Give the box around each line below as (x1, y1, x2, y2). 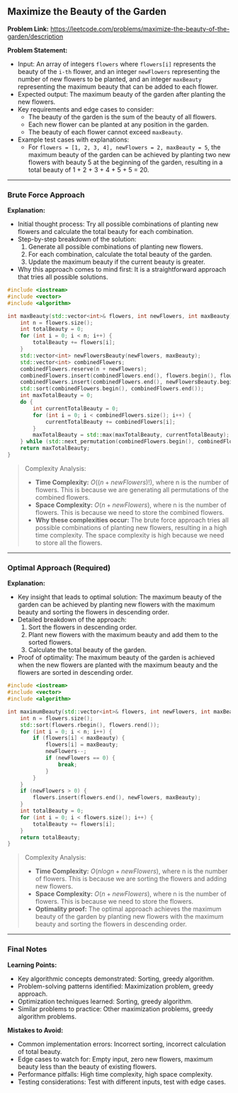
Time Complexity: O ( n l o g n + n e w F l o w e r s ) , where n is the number (35, 867, 228, 875)
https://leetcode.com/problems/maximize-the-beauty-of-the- (50, 24, 230, 33)
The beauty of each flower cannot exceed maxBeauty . (28, 127, 183, 136)
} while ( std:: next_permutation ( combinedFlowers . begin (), (20, 438, 195, 445)
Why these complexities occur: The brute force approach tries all (35, 516, 229, 524)
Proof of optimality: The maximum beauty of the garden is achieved (17, 654, 215, 662)
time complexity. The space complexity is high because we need (35, 530, 225, 539)
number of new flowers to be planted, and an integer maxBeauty (17, 75, 202, 83)
